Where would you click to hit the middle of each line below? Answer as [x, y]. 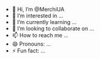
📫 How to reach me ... [40, 35]
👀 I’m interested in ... [38, 16]
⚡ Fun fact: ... [28, 51]
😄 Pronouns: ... [32, 44]
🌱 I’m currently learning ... [44, 22]
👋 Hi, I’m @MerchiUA [38, 9]
